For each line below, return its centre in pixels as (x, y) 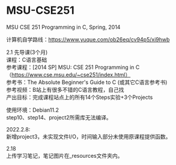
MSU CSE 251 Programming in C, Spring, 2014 (63, 27)
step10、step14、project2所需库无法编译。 (59, 117)
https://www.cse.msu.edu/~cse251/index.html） (71, 74)
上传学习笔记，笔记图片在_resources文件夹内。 (65, 155)
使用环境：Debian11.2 (32, 110)
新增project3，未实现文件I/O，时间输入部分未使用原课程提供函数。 (89, 136)
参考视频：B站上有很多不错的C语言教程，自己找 (65, 89)
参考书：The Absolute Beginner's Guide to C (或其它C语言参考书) (87, 82)
